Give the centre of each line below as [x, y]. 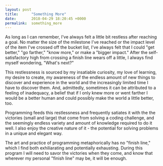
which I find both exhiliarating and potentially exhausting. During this [74, 148]
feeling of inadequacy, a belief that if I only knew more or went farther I [76, 93]
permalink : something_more [34, 23]
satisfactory [17, 58]
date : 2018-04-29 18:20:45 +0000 [46, 18]
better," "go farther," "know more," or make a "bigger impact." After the [76, 53]
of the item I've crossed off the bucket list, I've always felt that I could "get [80, 47]
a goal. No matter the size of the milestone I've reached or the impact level [80, 42]
